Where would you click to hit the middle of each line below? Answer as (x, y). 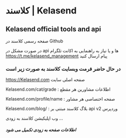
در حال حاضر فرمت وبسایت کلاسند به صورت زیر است (63, 69)
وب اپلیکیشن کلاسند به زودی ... (34, 118)
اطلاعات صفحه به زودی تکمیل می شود (41, 130)
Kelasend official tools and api (53, 29)
